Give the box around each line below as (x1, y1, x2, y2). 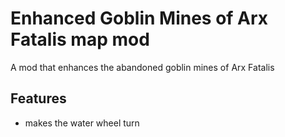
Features (10, 90, 67, 107)
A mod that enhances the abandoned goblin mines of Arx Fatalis (10, 61, 275, 73)
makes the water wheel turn (24, 117, 140, 129)
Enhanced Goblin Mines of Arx (10, 7, 269, 30)
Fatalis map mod (10, 28, 150, 51)
